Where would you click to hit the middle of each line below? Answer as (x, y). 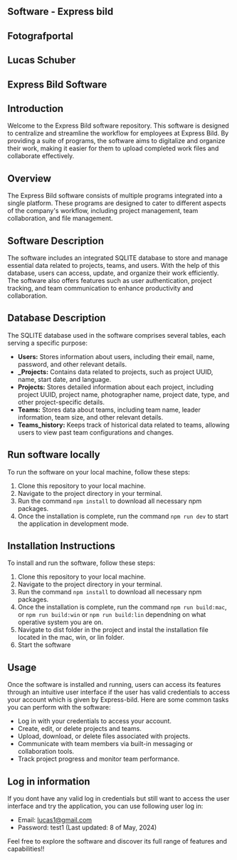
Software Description (56, 240)
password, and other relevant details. (72, 364)
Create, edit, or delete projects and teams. (80, 729)
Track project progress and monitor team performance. (99, 759)
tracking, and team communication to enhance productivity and (100, 288)
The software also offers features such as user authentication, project (110, 280)
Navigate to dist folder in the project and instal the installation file (113, 630)
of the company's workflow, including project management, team (103, 211)
